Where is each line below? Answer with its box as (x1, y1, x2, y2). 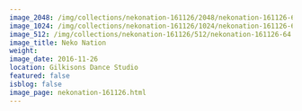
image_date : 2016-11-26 (9, 55, 99, 64)
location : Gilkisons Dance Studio (9, 64, 139, 73)
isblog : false (9, 80, 63, 89)
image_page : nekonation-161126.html (9, 88, 147, 97)
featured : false (9, 72, 70, 81)
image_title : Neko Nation (9, 38, 106, 47)
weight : (9, 47, 39, 55)
